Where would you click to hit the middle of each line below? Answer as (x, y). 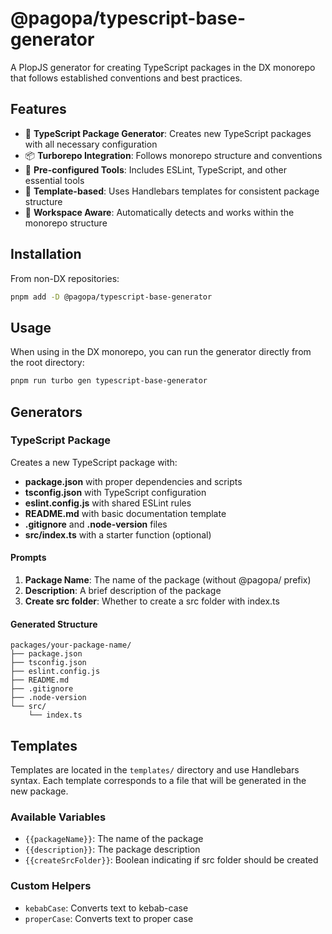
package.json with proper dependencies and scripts (133, 481)
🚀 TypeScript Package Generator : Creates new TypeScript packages (168, 133)
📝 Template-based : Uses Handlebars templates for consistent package (172, 191)
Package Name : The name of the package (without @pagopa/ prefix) (168, 580)
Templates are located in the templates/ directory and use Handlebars (155, 770)
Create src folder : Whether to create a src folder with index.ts (152, 601)
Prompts (28, 558)
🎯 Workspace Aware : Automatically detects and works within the (159, 212)
